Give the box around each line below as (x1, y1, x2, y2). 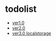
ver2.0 (12, 25, 25, 31)
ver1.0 (12, 20, 25, 26)
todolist (5, 3, 37, 15)
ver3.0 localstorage (12, 30, 51, 36)
